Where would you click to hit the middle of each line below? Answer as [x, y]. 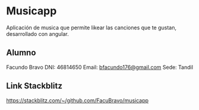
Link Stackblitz [34, 86]
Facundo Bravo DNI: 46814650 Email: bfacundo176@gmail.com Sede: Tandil [100, 67]
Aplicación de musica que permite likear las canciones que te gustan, [91, 27]
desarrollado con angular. [38, 33]
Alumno [21, 53]
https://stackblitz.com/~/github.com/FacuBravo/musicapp [77, 100]
